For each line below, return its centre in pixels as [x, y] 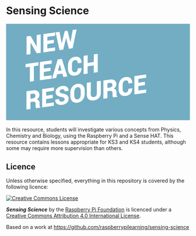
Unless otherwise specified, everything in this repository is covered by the [95, 181]
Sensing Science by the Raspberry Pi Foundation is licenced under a [89, 210]
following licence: [27, 187]
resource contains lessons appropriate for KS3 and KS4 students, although [96, 142]
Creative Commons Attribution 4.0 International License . [73, 216]
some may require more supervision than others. [64, 148]
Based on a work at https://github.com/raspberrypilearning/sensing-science [98, 227]
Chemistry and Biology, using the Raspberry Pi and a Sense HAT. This [90, 136]
